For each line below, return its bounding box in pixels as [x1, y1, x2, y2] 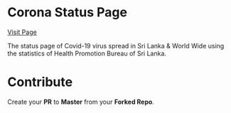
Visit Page [7, 28, 37, 36]
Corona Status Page [7, 4, 128, 21]
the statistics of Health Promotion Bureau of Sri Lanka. [7, 49, 167, 58]
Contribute [7, 74, 73, 90]
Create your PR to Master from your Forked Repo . [7, 97, 155, 106]
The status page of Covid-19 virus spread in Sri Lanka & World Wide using [7, 41, 225, 50]
